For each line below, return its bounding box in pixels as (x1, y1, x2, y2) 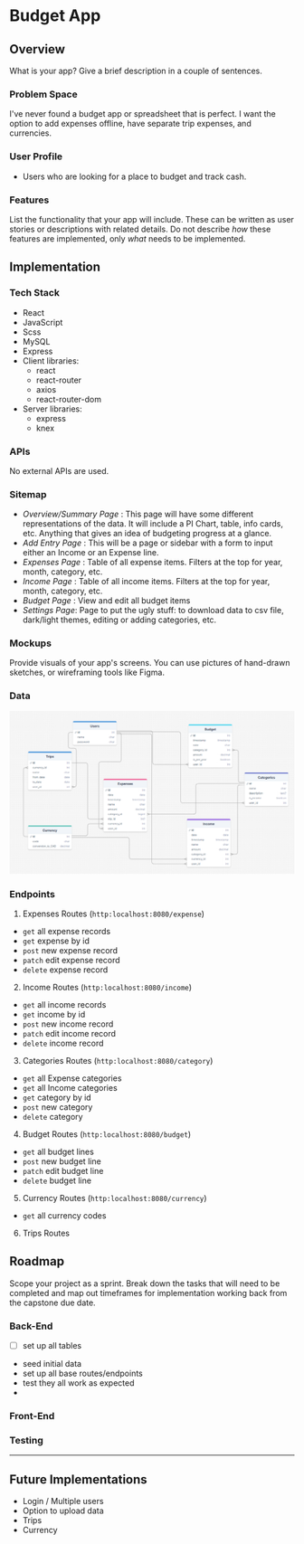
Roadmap (9, 1254, 65, 1269)
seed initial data (22, 1359, 82, 1369)
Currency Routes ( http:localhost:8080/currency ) (22, 1192, 207, 1203)
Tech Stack (9, 287, 61, 299)
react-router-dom (35, 393, 102, 404)
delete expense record (22, 964, 109, 975)
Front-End (9, 1410, 55, 1423)
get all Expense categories (22, 1073, 122, 1084)
